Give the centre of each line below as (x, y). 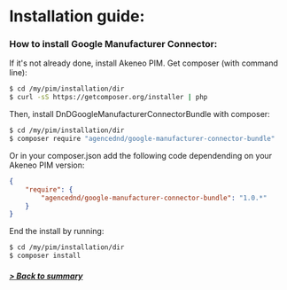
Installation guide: (77, 16)
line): (19, 73)
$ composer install (45, 256)
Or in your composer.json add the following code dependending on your (141, 155)
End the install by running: (57, 231)
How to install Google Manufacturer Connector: (113, 44)
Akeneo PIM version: (47, 165)
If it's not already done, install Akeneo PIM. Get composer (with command (144, 63)
